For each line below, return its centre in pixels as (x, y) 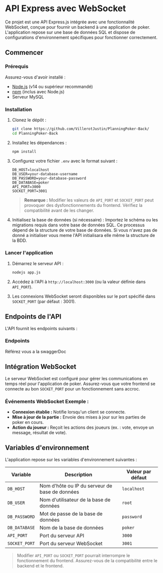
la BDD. (19, 240)
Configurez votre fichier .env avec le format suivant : (65, 161)
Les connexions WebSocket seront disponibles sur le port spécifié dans (84, 296)
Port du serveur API (62, 536)
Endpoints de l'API (33, 317)
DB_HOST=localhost (31, 170)
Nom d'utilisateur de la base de (75, 500)
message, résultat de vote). (39, 432)
